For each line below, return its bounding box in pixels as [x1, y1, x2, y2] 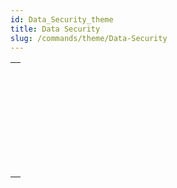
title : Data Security [10, 24, 101, 34]
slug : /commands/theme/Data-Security [10, 33, 168, 43]
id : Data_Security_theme [10, 14, 114, 25]
